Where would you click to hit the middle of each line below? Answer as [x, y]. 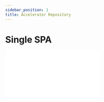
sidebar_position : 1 [27, 10]
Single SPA [29, 40]
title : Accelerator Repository [38, 15]
